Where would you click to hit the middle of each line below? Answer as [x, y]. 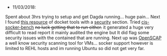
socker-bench [19, 27]
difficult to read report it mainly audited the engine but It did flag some [77, 32]
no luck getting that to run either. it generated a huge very [94, 27]
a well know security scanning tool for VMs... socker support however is [79, 43]
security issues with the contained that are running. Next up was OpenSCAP [83, 38]
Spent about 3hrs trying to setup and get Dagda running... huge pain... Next [83, 17]
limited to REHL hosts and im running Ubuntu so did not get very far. [75, 48]
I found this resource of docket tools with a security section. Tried [73, 22]
